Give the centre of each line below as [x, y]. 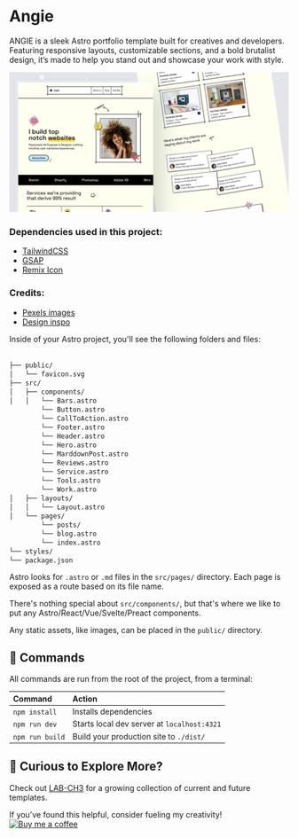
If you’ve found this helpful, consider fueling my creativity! [116, 814]
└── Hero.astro [69, 445]
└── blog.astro [69, 534]
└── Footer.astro [73, 427]
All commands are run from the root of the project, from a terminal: [131, 679]
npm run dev [35, 724]
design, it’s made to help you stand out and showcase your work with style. [146, 59]
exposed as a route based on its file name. [86, 586]
